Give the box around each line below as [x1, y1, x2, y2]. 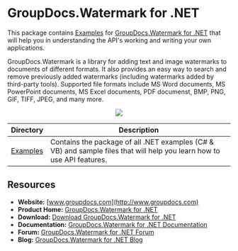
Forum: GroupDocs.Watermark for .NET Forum [17, 228, 154, 236]
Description [118, 125, 159, 135]
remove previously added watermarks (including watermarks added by [7, 72, 215, 81]
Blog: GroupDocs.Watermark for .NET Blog [17, 235, 143, 244]
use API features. [50, 155, 108, 164]
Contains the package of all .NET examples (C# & [50, 137, 215, 147]
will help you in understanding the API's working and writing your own [7, 35, 212, 44]
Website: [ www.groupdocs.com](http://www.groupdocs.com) [17, 197, 199, 206]
